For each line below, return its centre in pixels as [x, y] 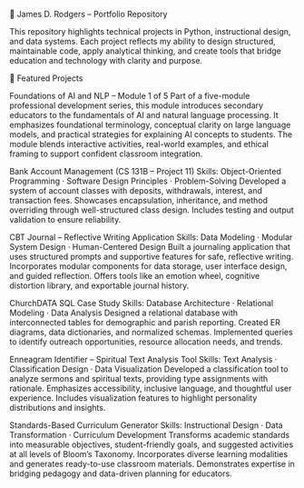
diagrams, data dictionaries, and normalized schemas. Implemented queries [151, 332]
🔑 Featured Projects [46, 78]
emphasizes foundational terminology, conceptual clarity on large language [150, 124]
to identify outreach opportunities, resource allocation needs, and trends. [146, 342]
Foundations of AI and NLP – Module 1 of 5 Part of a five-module [130, 96]
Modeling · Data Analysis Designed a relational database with [124, 313]
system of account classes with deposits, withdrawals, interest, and [136, 190]
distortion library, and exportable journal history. [99, 285]
